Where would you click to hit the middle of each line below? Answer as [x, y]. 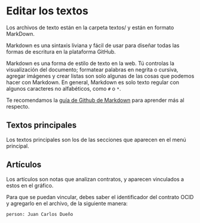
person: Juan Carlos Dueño [40, 214]
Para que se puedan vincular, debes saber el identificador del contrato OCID [100, 197]
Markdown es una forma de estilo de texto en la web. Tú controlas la [90, 63]
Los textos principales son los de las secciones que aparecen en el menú [96, 140]
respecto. [18, 106]
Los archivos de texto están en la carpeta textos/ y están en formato [90, 27]
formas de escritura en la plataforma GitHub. [61, 51]
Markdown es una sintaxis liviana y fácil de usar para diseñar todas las [93, 45]
